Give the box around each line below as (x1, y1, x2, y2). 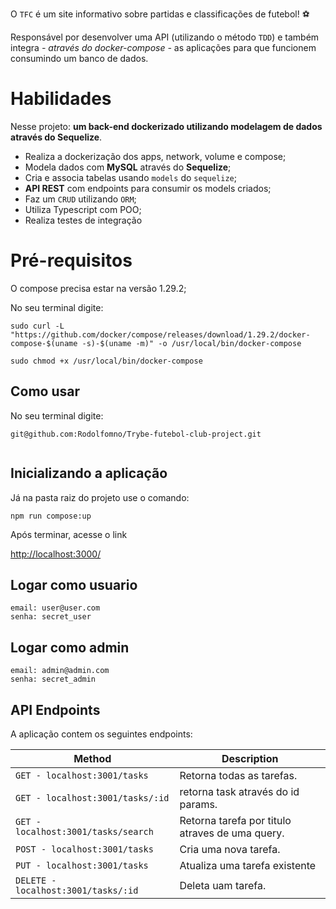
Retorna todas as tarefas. (179, 768, 298, 782)
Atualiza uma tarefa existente (179, 858, 317, 872)
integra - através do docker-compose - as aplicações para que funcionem (10, 42, 317, 53)
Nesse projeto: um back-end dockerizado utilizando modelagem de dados (10, 120, 323, 132)
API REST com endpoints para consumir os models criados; (24, 182, 272, 194)
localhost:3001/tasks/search (15, 826, 154, 837)
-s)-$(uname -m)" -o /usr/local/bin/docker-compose (81, 338, 302, 348)
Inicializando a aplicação (10, 465, 168, 482)
